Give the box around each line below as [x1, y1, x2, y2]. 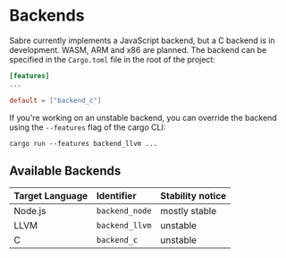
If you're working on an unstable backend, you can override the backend [9, 112, 277, 123]
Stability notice [160, 190, 227, 202]
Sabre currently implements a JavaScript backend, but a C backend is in [9, 35, 275, 46]
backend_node [97, 206, 152, 216]
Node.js [13, 205, 46, 218]
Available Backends [9, 163, 122, 178]
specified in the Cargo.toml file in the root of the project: [9, 54, 216, 64]
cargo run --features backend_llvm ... [9, 139, 158, 148]
